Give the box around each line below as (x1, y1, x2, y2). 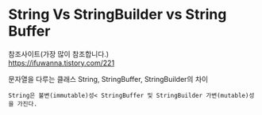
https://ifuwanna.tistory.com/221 (8, 57, 115, 68)
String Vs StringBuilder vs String (8, 6, 227, 24)
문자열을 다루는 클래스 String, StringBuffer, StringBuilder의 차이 (8, 74, 209, 83)
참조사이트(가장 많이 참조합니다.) (8, 49, 110, 58)
